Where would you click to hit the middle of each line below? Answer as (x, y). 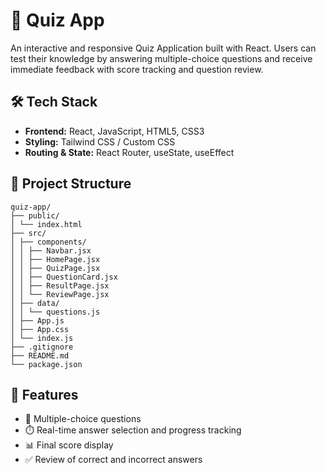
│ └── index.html (46, 224)
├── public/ (35, 215)
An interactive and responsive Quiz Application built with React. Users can (163, 48)
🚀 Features (44, 394)
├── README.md (40, 355)
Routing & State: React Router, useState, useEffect (129, 152)
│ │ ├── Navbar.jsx (51, 250)
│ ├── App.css (40, 329)
